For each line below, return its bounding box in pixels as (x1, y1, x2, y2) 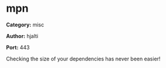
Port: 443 (6, 43, 31, 51)
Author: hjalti (6, 32, 39, 39)
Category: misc (6, 21, 45, 28)
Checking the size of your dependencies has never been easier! (6, 55, 161, 62)
